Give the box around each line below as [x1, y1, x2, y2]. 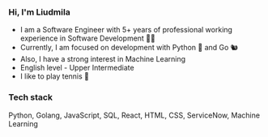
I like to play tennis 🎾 [19, 71, 89, 81]
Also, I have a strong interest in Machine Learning [19, 54, 186, 64]
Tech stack [8, 92, 53, 103]
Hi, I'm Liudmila [8, 6, 70, 18]
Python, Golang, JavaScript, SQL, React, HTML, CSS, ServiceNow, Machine [8, 110, 261, 120]
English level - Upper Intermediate [19, 63, 135, 73]
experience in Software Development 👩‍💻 [19, 33, 155, 43]
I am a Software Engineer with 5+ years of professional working [19, 25, 233, 35]
